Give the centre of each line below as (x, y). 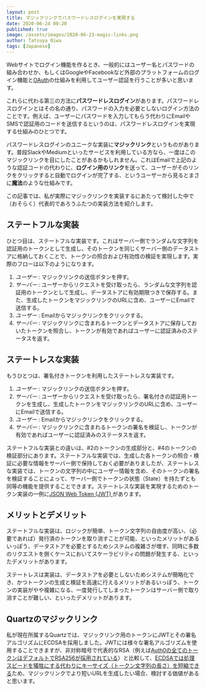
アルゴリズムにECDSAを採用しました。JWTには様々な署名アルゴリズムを (99, 643)
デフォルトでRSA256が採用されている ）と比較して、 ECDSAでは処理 (109, 658)
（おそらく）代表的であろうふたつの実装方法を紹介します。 (81, 203)
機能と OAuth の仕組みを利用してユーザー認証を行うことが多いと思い (103, 80)
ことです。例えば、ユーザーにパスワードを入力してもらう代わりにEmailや (99, 116)
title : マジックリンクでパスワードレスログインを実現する (71, 18)
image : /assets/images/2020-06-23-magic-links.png (72, 35)
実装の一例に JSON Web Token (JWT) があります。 (81, 494)
